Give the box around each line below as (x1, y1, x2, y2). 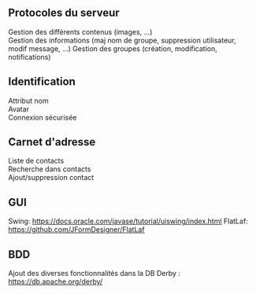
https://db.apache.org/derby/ (8, 277, 103, 286)
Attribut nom (8, 96, 49, 105)
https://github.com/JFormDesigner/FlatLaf (8, 225, 145, 234)
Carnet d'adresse (8, 135, 96, 149)
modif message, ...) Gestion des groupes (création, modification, (8, 43, 218, 53)
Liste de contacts (8, 156, 65, 166)
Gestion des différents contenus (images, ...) (8, 27, 153, 36)
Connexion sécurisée (8, 112, 77, 122)
